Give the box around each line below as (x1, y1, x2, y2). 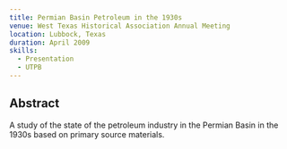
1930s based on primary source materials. (9, 128, 165, 139)
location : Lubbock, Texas (9, 29, 106, 38)
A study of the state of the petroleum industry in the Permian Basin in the (9, 120, 279, 130)
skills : (9, 46, 39, 55)
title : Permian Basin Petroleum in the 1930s (9, 12, 182, 22)
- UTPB (17, 63, 42, 72)
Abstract (9, 95, 60, 112)
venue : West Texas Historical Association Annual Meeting (9, 21, 230, 30)
